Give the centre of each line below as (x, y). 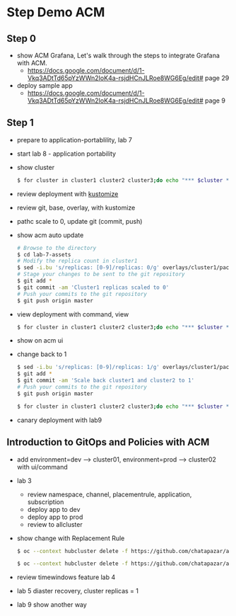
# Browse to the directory (57, 248)
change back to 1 (42, 354)
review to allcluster (55, 524)
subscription (46, 502)
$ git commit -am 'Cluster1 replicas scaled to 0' (93, 287)
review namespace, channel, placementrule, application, (110, 494)
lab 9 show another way (52, 605)
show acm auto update (50, 235)
